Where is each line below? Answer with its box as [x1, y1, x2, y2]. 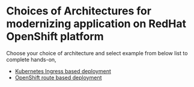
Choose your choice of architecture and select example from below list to [6, 49, 188, 56]
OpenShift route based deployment [14, 74, 102, 81]
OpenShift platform [6, 30, 104, 43]
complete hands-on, [6, 56, 56, 63]
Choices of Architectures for [6, 4, 152, 18]
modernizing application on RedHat [6, 17, 186, 31]
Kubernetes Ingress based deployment [14, 67, 111, 74]
